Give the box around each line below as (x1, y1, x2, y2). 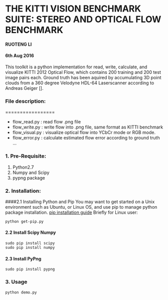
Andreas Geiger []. (5, 85, 44, 91)
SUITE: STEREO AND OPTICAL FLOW (5, 14, 161, 25)
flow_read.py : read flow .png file (12, 119, 81, 125)
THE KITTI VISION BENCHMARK (5, 3, 141, 15)
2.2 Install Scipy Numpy (5, 229, 56, 236)
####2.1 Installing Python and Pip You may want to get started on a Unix (5, 199, 155, 205)
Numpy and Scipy (12, 169, 50, 176)
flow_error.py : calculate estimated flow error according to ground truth (12, 135, 160, 141)
